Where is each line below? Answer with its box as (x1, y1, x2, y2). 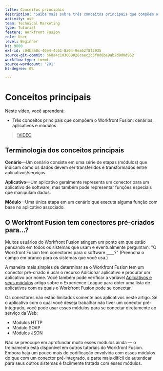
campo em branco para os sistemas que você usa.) (5, 255, 108, 260)
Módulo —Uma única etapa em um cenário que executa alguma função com (5, 199, 158, 205)
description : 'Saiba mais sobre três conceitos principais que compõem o (5, 12, 159, 17)
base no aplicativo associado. (5, 204, 65, 210)
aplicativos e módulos (12, 122, 57, 128)
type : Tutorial (5, 25, 36, 30)
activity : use (5, 16, 34, 21)
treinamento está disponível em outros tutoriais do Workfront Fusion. (5, 345, 143, 350)
